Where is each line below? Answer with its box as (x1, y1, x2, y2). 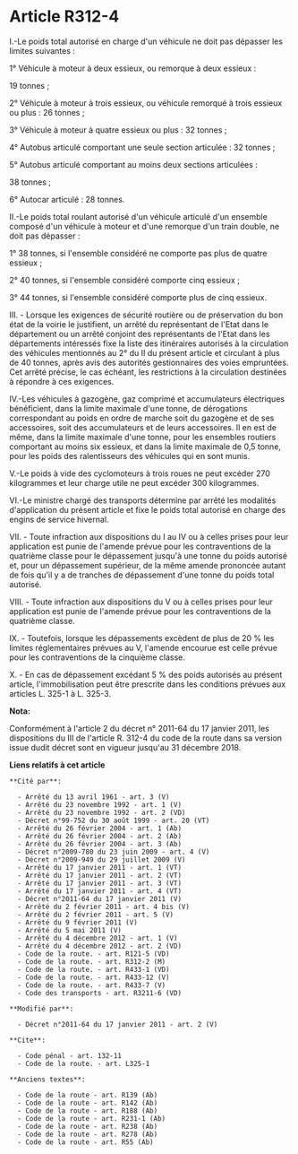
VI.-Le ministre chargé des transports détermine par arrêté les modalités (9, 495, 277, 506)
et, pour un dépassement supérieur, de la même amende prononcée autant (9, 560, 286, 570)
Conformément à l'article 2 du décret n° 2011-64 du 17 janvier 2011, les (9, 723, 270, 733)
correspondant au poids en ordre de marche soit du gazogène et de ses (9, 412, 275, 423)
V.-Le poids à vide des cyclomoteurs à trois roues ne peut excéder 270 (9, 468, 271, 479)
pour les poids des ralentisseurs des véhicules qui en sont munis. (9, 450, 251, 461)
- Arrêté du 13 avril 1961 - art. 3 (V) (17, 792, 170, 802)
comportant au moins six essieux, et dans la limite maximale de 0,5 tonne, (9, 441, 282, 452)
